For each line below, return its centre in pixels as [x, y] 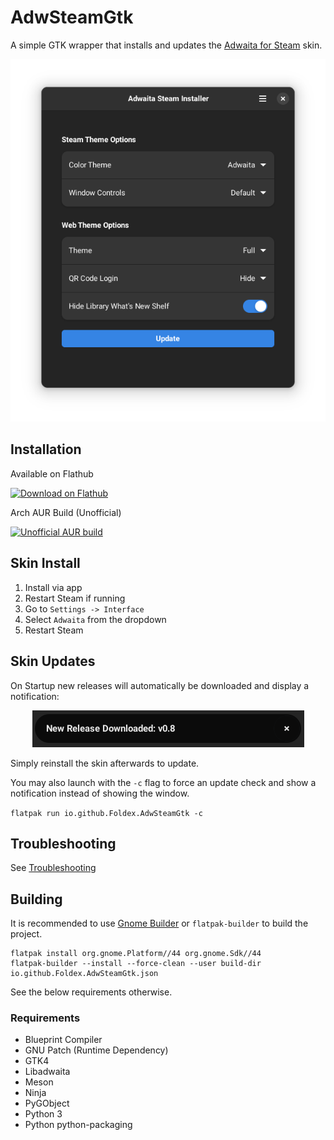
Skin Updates [53, 661]
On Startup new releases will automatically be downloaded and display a [160, 685]
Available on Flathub [52, 473]
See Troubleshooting [53, 868]
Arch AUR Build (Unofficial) [66, 512]
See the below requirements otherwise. [91, 992]
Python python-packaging [78, 1125]
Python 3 [43, 1114]
